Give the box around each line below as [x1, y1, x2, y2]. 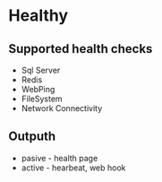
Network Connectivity [21, 103, 103, 113]
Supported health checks [8, 41, 153, 56]
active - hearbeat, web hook [21, 162, 126, 173]
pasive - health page [21, 152, 98, 163]
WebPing [21, 84, 55, 94]
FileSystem [21, 93, 64, 104]
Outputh [8, 129, 56, 144]
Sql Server [21, 65, 61, 75]
